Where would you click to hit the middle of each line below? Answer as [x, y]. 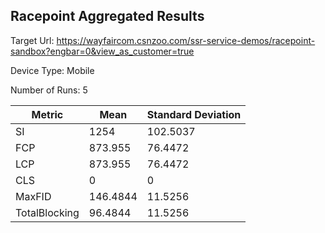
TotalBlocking [47, 212]
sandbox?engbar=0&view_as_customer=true [102, 51]
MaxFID [33, 196]
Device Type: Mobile [52, 70]
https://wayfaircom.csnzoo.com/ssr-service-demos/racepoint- [186, 40]
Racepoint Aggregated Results [107, 16]
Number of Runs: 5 [49, 90]
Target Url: [32, 40]
